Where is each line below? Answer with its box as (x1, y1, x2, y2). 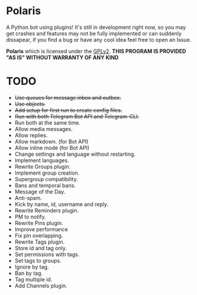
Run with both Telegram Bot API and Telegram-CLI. (14, 113, 140, 120)
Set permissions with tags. (14, 251, 80, 258)
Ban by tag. (14, 270, 43, 277)
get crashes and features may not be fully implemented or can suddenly (6, 29, 182, 37)
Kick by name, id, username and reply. (14, 201, 108, 208)
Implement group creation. (14, 169, 80, 176)
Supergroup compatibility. (14, 175, 78, 182)
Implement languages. (14, 156, 69, 163)
